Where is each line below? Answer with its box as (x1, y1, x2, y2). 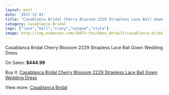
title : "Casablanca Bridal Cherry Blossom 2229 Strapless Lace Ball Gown (5, 17, 163, 22)
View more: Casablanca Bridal (5, 84, 68, 90)
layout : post (5, 7, 33, 13)
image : (5, 31, 19, 36)
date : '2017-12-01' (5, 12, 46, 17)
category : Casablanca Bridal (5, 21, 66, 27)
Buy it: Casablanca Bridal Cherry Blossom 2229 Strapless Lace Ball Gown (5, 69, 157, 75)
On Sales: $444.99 (5, 60, 45, 65)
